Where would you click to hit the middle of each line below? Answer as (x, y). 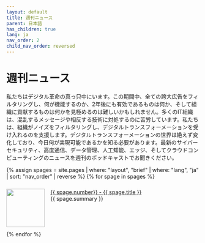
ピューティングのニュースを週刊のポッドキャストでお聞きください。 (92, 157)
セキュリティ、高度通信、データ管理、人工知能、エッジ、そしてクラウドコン (102, 150)
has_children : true (31, 29)
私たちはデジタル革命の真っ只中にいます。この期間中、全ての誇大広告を (97, 96)
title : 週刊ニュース (30, 18)
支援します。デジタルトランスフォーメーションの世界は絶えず (116, 135)
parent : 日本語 (24, 23)
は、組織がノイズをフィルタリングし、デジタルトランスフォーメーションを (100, 127)
